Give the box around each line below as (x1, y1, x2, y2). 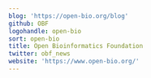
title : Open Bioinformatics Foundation (8, 42, 144, 50)
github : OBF (8, 19, 49, 28)
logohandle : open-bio (8, 27, 82, 35)
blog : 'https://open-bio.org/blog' (8, 11, 129, 20)
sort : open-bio (8, 34, 60, 43)
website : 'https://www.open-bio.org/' (8, 58, 140, 66)
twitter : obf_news (8, 50, 71, 58)
